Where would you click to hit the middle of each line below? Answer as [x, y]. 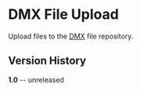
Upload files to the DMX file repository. [71, 36]
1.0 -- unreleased [36, 79]
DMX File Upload [63, 15]
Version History [47, 61]
